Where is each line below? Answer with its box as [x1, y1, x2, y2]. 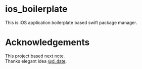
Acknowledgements [5, 37, 90, 48]
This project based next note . [5, 53, 65, 59]
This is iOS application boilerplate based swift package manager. [5, 20, 138, 25]
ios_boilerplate [5, 3, 68, 15]
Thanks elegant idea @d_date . [5, 58, 67, 64]
